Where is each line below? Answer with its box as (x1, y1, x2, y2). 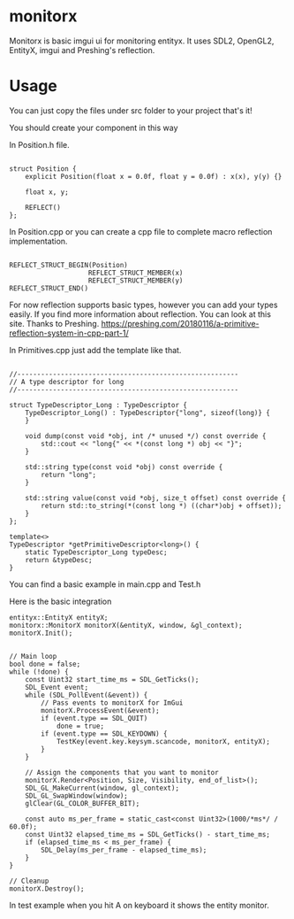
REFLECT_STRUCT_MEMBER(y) (87, 276, 184, 285)
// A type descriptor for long (9, 377, 124, 386)
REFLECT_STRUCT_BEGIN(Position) (9, 260, 128, 269)
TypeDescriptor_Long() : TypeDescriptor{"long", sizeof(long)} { (25, 408, 271, 417)
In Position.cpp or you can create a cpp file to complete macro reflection (9, 226, 273, 236)
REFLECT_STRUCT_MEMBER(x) (87, 268, 184, 277)
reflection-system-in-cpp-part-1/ (9, 328, 130, 338)
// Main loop (9, 652, 57, 660)
